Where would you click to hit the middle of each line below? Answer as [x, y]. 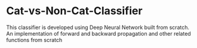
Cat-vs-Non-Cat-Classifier [74, 11]
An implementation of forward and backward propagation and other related [98, 33]
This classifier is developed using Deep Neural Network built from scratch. [98, 27]
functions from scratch [34, 40]
